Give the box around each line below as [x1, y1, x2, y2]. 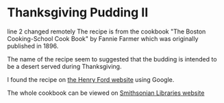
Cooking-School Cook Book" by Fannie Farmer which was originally [7, 34, 199, 42]
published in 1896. [7, 42, 59, 50]
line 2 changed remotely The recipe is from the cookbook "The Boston [7, 27, 206, 35]
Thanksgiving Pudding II [7, 5, 149, 20]
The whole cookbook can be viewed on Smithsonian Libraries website [7, 89, 205, 97]
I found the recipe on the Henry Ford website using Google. [7, 75, 175, 83]
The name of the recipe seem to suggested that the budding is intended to [7, 55, 217, 63]
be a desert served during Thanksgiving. [7, 62, 122, 70]
